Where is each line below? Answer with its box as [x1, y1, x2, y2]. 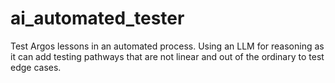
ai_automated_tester [10, 7, 185, 30]
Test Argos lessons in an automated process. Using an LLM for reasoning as [10, 40, 325, 52]
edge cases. [10, 61, 62, 73]
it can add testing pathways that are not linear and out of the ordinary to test [10, 50, 325, 62]
